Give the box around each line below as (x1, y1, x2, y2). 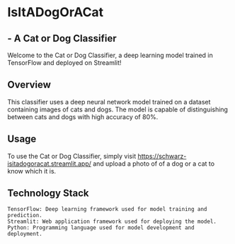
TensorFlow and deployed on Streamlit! (7, 59, 122, 67)
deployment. (7, 231, 42, 238)
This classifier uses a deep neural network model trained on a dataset (7, 97, 211, 106)
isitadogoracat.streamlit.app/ (7, 159, 92, 168)
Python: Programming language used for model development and (7, 224, 195, 231)
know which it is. (7, 166, 57, 175)
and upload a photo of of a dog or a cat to (93, 159, 214, 168)
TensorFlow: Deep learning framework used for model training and (7, 206, 207, 213)
